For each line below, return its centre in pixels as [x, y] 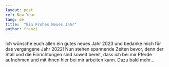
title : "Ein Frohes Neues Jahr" [41, 24]
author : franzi [22, 29]
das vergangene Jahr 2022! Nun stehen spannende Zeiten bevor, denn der [85, 49]
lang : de [15, 19]
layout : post [19, 10]
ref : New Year [21, 15]
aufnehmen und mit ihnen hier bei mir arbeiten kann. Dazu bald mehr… [80, 60]
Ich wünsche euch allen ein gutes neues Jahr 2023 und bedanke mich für [83, 43]
